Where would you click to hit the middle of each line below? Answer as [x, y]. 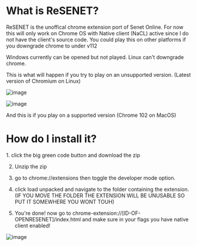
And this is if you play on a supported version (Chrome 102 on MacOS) [91, 115]
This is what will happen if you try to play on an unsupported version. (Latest [98, 75]
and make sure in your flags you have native [135, 219]
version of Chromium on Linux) [43, 81]
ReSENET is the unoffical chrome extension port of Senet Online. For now [95, 27]
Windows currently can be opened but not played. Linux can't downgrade [95, 57]
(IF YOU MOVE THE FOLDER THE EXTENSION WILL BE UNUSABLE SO [100, 196]
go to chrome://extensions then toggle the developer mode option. [95, 178]
